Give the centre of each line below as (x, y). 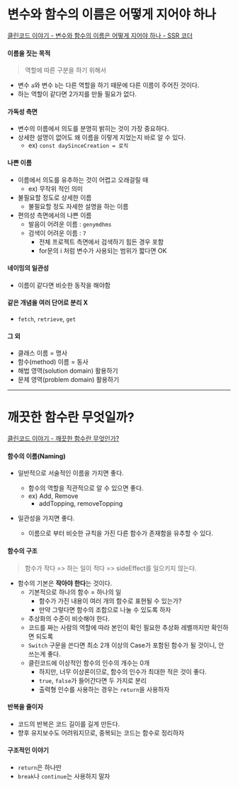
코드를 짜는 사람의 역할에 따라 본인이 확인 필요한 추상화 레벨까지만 (119, 627)
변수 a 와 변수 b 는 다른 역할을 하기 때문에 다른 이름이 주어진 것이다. (108, 85)
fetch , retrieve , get (47, 319)
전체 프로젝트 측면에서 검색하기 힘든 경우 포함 (101, 242)
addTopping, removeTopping (81, 504)
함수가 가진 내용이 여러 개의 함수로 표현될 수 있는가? (110, 601)
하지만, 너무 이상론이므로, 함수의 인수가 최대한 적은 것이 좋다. (123, 672)
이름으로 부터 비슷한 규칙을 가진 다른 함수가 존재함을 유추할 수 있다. (121, 533)
